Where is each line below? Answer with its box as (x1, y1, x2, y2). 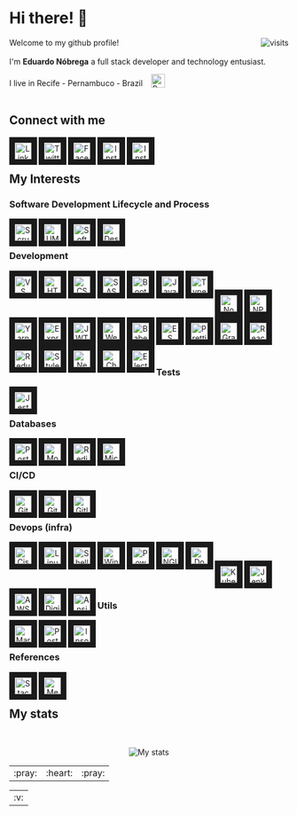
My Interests (9, 172, 81, 187)
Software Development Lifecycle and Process (9, 199, 210, 211)
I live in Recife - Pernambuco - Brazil (9, 77, 144, 88)
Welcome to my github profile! (9, 37, 120, 48)
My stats (9, 706, 59, 721)
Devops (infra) (9, 521, 73, 533)
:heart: (45, 767, 74, 780)
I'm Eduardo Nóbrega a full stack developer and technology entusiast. (9, 56, 266, 67)
